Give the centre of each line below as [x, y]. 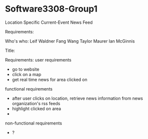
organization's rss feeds [36, 103]
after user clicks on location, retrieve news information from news [77, 98]
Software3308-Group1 [51, 9]
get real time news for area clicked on [50, 79]
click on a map [27, 74]
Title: [10, 50]
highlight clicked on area [37, 108]
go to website [26, 69]
